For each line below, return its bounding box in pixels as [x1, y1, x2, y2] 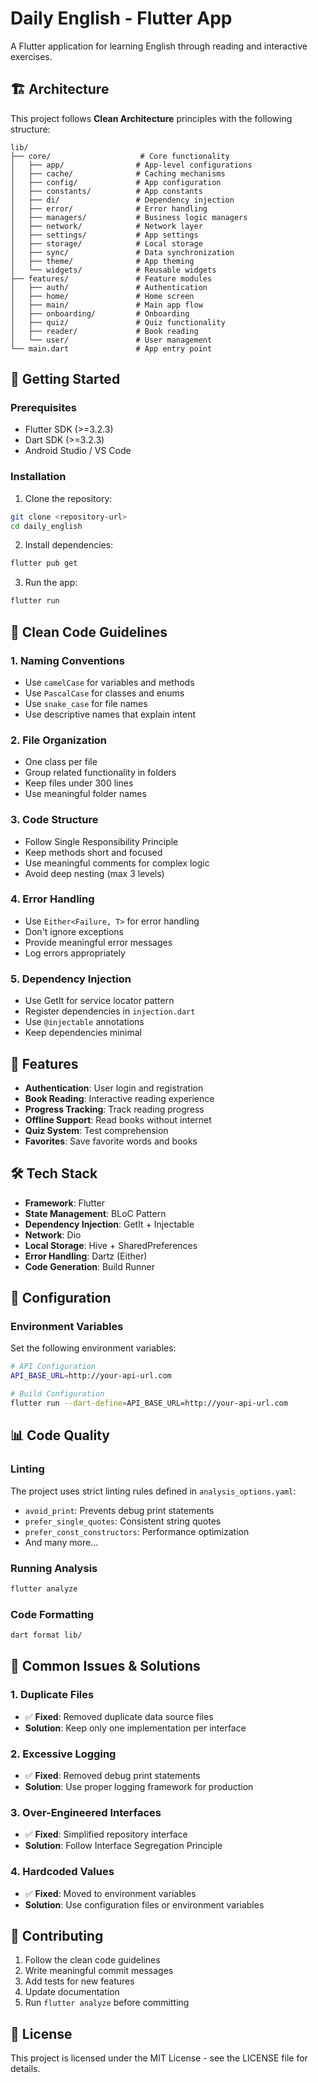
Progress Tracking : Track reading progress [24, 1103, 205, 1115]
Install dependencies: [24, 539, 114, 551]
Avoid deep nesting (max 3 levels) [24, 867, 165, 879]
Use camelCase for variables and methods [24, 676, 195, 688]
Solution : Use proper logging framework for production [24, 1780, 254, 1792]
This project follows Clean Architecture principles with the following [10, 112, 293, 124]
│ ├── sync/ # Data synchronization [10, 247, 235, 257]
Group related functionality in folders [24, 767, 177, 779]
